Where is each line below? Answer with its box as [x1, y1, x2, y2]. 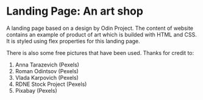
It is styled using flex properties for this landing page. [6, 37, 140, 45]
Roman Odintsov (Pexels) [15, 67, 79, 74]
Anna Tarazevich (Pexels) [15, 61, 79, 68]
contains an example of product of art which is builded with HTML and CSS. [6, 30, 197, 38]
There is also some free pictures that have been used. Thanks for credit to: [6, 49, 194, 56]
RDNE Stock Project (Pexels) [15, 80, 87, 88]
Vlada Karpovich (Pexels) [15, 74, 79, 81]
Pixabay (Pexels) [15, 87, 58, 94]
